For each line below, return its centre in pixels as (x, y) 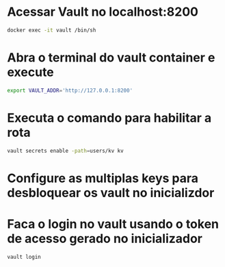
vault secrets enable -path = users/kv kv (66, 151)
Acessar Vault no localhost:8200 (103, 12)
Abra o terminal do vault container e (111, 58)
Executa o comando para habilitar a (109, 118)
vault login (24, 257)
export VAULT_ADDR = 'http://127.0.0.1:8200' (70, 90)
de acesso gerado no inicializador (105, 239)
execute (31, 72)
